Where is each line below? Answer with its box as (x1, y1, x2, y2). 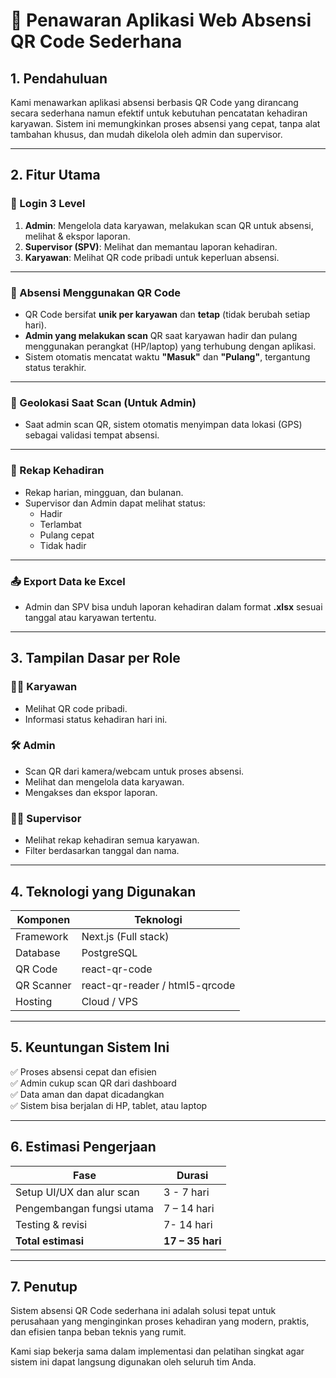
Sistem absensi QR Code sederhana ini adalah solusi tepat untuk (10, 1305, 277, 1317)
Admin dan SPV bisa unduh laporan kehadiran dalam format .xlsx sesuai (24, 600, 323, 613)
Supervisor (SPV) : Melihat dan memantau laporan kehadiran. (24, 240, 278, 253)
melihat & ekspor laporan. (24, 230, 131, 242)
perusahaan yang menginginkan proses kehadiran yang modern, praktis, (10, 1315, 310, 1328)
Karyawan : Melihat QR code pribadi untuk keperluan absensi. (24, 251, 280, 263)
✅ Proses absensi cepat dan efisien (10, 1065, 157, 1078)
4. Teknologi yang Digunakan (10, 883, 197, 900)
